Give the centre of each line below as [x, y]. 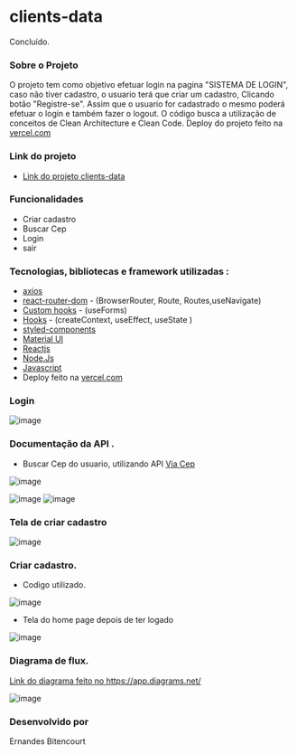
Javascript [42, 368]
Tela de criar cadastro [58, 522]
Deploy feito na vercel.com [73, 378]
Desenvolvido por [49, 721]
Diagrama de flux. [49, 661]
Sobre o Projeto [44, 65]
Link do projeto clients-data [74, 176]
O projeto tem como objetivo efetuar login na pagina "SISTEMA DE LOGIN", [149, 85]
